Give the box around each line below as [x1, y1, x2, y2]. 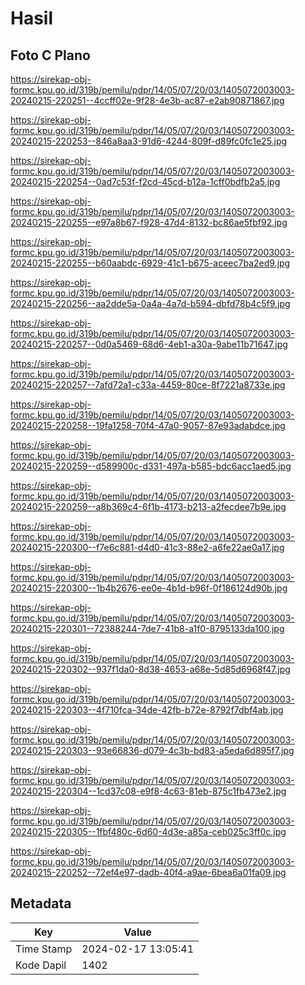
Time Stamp [15, 942, 73, 956]
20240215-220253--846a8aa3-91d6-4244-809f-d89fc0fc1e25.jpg [10, 135, 288, 147]
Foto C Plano [10, 47, 91, 64]
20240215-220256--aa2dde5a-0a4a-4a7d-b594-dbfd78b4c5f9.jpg [10, 298, 291, 309]
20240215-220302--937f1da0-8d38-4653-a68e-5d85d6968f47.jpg [10, 663, 291, 675]
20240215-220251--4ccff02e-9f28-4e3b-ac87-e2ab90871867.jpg [10, 95, 285, 106]
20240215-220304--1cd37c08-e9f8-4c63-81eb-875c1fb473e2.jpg [10, 785, 287, 797]
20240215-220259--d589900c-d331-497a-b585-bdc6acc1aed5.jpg [10, 460, 292, 472]
